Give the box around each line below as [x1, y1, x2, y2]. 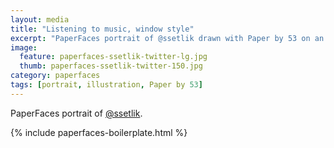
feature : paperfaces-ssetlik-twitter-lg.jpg [19, 52, 208, 62]
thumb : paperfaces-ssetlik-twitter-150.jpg [19, 61, 203, 71]
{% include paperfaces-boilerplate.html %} [10, 126, 188, 138]
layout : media [10, 14, 70, 25]
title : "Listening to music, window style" [10, 24, 195, 34]
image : [10, 42, 38, 53]
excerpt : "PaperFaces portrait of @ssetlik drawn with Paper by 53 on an [10, 33, 325, 43]
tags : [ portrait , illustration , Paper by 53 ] [10, 80, 203, 90]
